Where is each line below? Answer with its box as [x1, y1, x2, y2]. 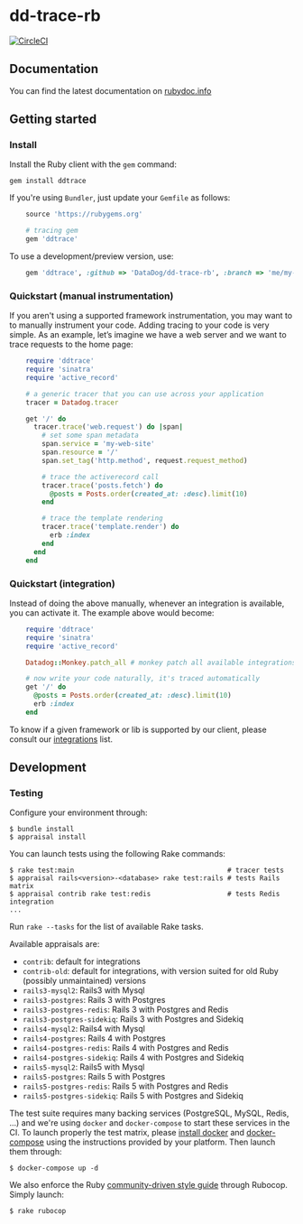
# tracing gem [25, 227, 78, 236]
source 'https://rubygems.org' [25, 209, 143, 219]
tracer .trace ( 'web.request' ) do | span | [32, 422, 183, 431]
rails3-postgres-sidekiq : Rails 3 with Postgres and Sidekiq [22, 1014, 244, 1025]
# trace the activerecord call [41, 472, 160, 481]
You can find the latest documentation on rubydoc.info [9, 85, 212, 96]
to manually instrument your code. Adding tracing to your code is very [9, 320, 270, 330]
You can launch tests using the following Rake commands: [9, 848, 225, 859]
